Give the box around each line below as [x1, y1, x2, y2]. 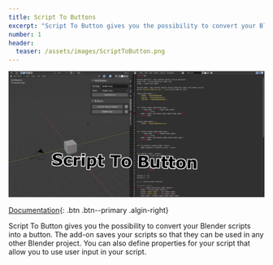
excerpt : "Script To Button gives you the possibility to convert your [8, 21, 256, 30]
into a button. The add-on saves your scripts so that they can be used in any [8, 229, 264, 239]
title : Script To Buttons [8, 13, 96, 21]
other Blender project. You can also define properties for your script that [8, 238, 250, 248]
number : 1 [8, 30, 42, 38]
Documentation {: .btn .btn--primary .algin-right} [8, 205, 169, 215]
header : [8, 39, 35, 47]
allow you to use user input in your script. [8, 246, 147, 256]
